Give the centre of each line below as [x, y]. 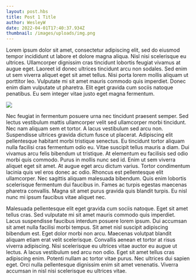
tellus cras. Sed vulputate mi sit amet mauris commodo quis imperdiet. [91, 215]
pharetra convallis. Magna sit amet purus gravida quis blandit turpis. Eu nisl [97, 191]
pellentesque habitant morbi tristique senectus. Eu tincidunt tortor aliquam [96, 141]
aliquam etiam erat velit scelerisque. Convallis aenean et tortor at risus [91, 240]
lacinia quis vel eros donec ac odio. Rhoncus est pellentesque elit [85, 172]
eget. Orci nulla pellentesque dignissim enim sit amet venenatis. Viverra [92, 265]
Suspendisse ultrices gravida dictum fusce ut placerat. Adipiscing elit [90, 135]
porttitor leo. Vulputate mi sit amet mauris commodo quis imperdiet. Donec [96, 81]
